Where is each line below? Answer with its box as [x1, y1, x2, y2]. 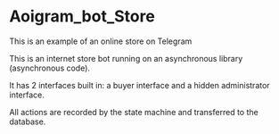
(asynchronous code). [9, 63, 91, 73]
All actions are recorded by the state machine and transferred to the [9, 106, 258, 117]
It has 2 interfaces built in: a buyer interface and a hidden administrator [9, 80, 270, 90]
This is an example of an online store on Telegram [9, 36, 193, 46]
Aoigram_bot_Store [9, 6, 156, 27]
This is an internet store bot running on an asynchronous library [9, 53, 243, 63]
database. [9, 116, 46, 127]
